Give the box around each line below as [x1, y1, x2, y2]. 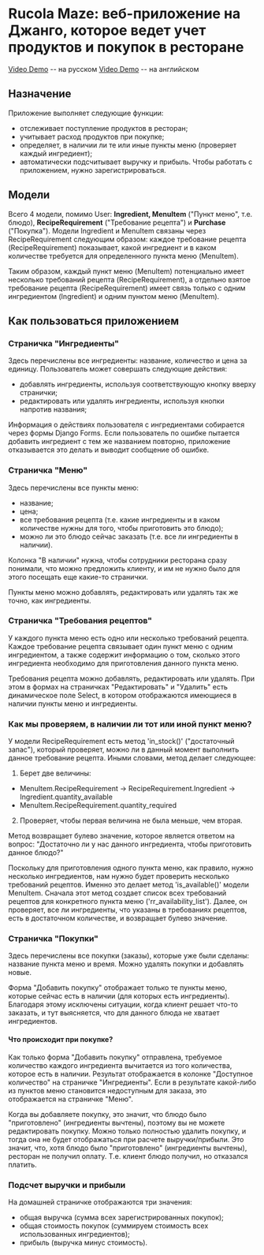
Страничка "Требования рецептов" [8, 615, 152, 626]
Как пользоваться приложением [8, 314, 180, 327]
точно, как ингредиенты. [8, 596, 92, 605]
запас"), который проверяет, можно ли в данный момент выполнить [8, 745, 240, 754]
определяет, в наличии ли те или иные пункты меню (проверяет [19, 140, 237, 150]
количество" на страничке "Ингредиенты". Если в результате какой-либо [8, 1078, 257, 1087]
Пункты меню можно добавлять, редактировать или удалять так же [8, 587, 239, 596]
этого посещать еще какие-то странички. [8, 572, 148, 581]
